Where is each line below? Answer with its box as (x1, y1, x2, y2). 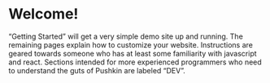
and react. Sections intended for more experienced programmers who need (8, 57, 262, 67)
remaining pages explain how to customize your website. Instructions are (8, 39, 254, 49)
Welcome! (8, 5, 79, 23)
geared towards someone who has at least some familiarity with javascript (8, 48, 258, 58)
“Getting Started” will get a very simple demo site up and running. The (8, 31, 244, 41)
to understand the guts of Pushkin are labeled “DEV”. (8, 65, 185, 75)
